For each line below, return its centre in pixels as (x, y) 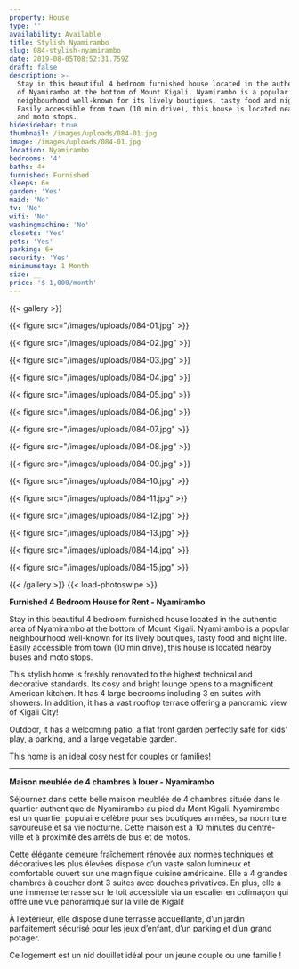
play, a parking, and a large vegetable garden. (93, 739)
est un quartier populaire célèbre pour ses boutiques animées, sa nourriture (148, 817)
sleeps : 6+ (29, 184)
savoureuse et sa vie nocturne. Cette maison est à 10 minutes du (128, 827)
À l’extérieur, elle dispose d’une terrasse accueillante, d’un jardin (127, 918)
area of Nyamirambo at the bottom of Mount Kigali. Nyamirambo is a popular (149, 628)
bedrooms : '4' (36, 158)
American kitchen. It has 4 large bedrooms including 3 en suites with (135, 693)
